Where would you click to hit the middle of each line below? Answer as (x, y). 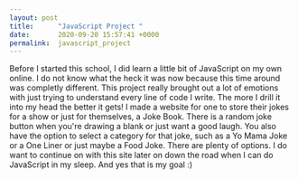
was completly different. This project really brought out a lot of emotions (144, 88)
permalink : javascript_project (70, 43)
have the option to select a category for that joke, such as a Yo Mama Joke (149, 136)
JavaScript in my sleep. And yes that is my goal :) (101, 165)
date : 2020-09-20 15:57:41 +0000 (84, 34)
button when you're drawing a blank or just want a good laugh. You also (143, 127)
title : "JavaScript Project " (76, 26)
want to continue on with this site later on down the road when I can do (141, 155)
